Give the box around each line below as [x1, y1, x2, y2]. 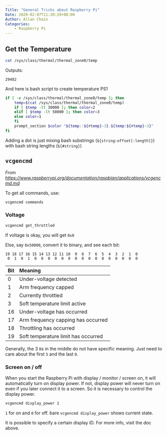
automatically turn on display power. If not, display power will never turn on [5, 380, 160, 386]
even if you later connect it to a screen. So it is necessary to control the [5, 386, 152, 392]
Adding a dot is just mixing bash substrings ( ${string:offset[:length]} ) [5, 137, 155, 143]
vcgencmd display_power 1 [5, 401, 59, 406]
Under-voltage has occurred [19, 308, 88, 315]
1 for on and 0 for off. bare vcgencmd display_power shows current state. [5, 410, 153, 416]
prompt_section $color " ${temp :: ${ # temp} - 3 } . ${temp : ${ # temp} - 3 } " [14, 124, 154, 129]
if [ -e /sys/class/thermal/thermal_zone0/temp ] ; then [5, 95, 124, 101]
